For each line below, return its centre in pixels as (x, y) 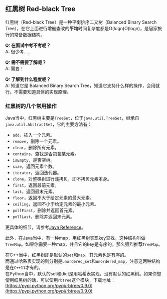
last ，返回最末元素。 (35, 191)
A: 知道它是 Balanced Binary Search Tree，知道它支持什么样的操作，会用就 (82, 85)
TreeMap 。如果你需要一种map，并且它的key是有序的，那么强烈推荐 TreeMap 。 (84, 244)
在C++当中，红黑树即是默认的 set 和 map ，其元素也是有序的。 (67, 255)
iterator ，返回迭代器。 (37, 173)
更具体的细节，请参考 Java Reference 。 (46, 227)
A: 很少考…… (18, 51)
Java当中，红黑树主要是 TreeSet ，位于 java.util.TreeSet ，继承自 (72, 118)
